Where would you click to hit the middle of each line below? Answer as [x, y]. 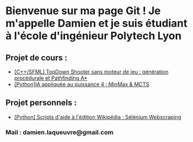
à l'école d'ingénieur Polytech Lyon [94, 36]
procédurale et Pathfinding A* [51, 78]
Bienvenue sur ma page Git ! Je [83, 11]
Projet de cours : [36, 57]
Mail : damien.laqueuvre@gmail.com [59, 132]
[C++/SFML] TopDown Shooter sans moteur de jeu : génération [91, 72]
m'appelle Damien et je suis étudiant [97, 23]
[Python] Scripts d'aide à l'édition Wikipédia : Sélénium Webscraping [97, 117]
